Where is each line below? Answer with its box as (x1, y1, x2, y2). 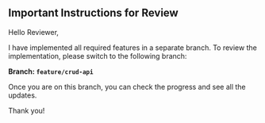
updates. (8, 90, 37, 100)
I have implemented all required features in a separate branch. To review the (8, 43, 258, 52)
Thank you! (8, 106, 45, 115)
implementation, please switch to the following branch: (8, 51, 187, 60)
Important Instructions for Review (8, 6, 179, 20)
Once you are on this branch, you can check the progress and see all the (8, 82, 246, 91)
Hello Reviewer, (8, 27, 60, 37)
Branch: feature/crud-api (8, 67, 94, 76)
